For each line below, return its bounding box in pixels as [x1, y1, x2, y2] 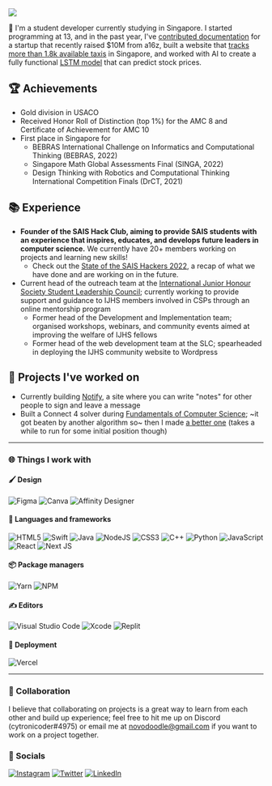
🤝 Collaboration [8, 686, 71, 697]
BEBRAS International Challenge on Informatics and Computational [32, 142, 255, 152]
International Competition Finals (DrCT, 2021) [32, 176, 184, 186]
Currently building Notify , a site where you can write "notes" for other [19, 392, 253, 402]
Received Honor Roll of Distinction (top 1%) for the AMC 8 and [19, 116, 228, 126]
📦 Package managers [8, 560, 85, 570]
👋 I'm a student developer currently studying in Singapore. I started [8, 23, 232, 32]
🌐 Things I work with [8, 454, 91, 465]
